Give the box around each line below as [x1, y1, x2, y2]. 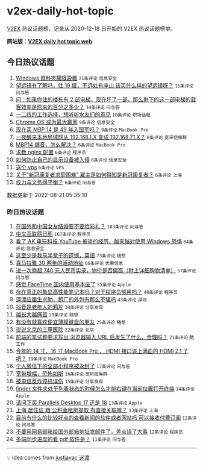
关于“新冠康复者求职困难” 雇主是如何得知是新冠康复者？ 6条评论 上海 [15, 171, 183, 178]
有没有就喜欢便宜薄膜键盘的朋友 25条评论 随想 [15, 318, 126, 326]
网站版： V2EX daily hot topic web [7, 37, 93, 45]
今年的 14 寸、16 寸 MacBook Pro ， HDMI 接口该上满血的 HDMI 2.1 [15, 348, 182, 355]
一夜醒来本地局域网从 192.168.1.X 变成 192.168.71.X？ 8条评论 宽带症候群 [15, 133, 187, 140]
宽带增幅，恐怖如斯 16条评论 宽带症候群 [15, 370, 108, 377]
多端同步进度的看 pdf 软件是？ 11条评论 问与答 [15, 436, 126, 443]
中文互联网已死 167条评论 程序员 [15, 230, 91, 237]
